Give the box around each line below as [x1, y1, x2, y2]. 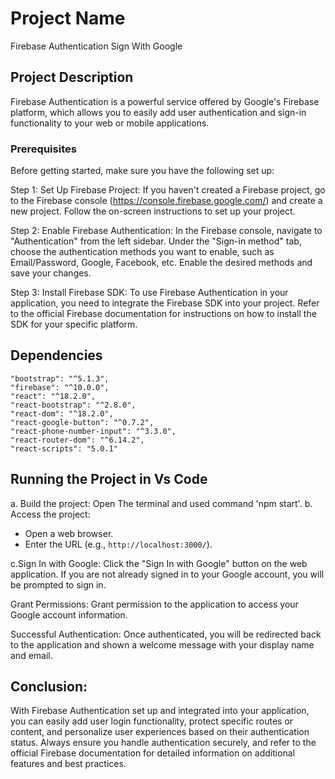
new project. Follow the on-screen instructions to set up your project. [10, 205, 296, 217]
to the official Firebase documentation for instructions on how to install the [10, 308, 317, 320]
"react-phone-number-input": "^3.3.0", [10, 426, 177, 436]
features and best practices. [10, 758, 127, 770]
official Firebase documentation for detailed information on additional [10, 747, 296, 759]
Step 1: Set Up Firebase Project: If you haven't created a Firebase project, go [10, 184, 326, 196]
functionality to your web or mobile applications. [10, 117, 210, 129]
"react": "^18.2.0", [10, 391, 97, 401]
